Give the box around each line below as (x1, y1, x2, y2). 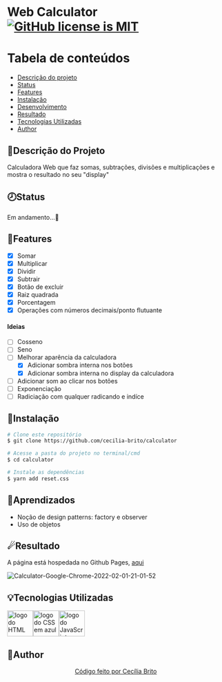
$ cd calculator (7, 457, 54, 464)
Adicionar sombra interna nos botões (27, 361, 133, 370)
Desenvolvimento (17, 103, 67, 111)
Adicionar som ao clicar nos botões (17, 377, 119, 385)
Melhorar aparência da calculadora (17, 353, 117, 361)
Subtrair (17, 274, 40, 283)
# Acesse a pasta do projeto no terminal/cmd (7, 450, 140, 457)
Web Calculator (7, 4, 98, 20)
